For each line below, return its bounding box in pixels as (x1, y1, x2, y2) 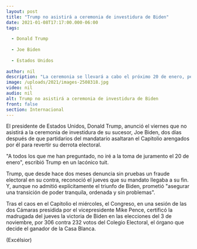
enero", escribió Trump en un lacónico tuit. (6, 159, 109, 166)
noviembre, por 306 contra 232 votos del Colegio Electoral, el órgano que (6, 219, 185, 226)
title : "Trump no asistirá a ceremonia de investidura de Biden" (6, 14, 169, 20)
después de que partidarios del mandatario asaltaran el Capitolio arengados (6, 135, 189, 142)
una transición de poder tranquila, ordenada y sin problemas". (6, 189, 155, 196)
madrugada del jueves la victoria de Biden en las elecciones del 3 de (6, 213, 172, 220)
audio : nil (6, 90, 33, 96)
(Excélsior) (6, 237, 32, 244)
